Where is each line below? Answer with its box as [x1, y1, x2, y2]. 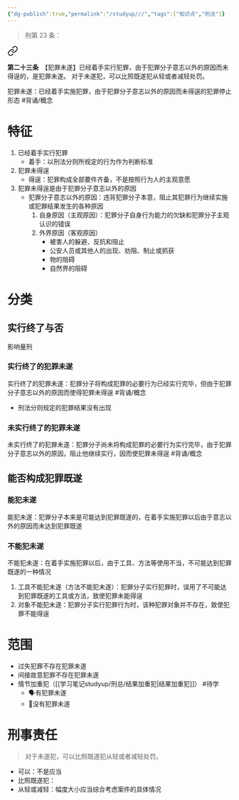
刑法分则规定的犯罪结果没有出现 [17, 403, 112, 411]
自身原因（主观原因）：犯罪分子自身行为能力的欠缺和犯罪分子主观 [38, 211, 230, 219]
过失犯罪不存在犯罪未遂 [17, 662, 87, 670]
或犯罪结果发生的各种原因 [28, 201, 104, 210]
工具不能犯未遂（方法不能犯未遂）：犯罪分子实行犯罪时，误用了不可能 [17, 583, 221, 591]
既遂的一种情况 [7, 567, 51, 577]
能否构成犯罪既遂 [7, 472, 83, 484]
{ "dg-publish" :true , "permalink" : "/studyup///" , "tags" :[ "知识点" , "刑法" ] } [7, 10, 225, 18]
